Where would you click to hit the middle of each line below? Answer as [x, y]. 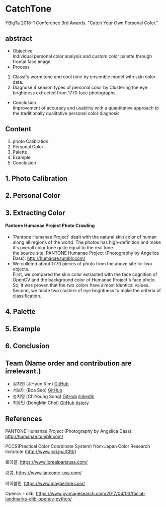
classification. [27, 296]
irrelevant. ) [23, 371]
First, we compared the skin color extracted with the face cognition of [85, 274]
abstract [19, 39]
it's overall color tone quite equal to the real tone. [63, 247]
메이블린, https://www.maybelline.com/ [45, 483]
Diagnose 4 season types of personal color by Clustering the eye [80, 87]
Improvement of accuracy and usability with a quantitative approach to [86, 108]
